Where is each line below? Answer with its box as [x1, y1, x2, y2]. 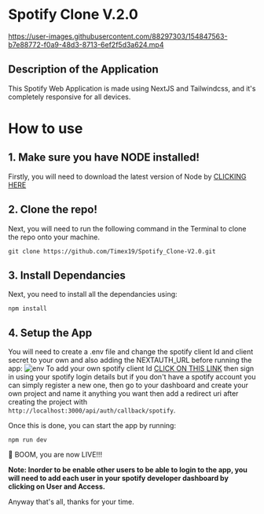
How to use [8, 120, 83, 137]
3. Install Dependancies [8, 268, 126, 282]
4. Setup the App [8, 326, 93, 339]
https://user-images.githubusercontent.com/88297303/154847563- [8, 31, 228, 41]
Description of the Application [8, 63, 159, 76]
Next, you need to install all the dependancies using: [8, 290, 178, 299]
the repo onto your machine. [8, 232, 101, 242]
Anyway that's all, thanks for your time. [8, 497, 135, 507]
